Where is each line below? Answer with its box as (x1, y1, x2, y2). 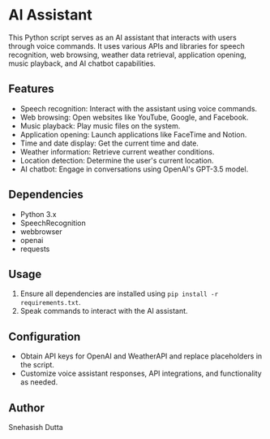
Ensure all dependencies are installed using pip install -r (19, 289, 219, 298)
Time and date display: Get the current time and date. (19, 138, 199, 148)
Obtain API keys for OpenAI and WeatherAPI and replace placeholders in (19, 351, 263, 361)
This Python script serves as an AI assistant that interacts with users (8, 33, 237, 42)
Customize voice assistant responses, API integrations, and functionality (19, 368, 262, 379)
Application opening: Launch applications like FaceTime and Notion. (19, 129, 247, 139)
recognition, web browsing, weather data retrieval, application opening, (8, 50, 247, 59)
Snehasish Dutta (8, 423, 63, 432)
